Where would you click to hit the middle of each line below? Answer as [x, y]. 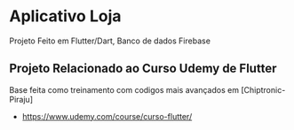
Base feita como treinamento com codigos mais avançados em [124, 89]
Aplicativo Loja [65, 16]
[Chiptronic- [263, 89]
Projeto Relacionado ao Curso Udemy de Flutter [143, 69]
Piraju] [21, 99]
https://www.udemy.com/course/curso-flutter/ [107, 116]
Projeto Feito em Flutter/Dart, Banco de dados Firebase [110, 41]
